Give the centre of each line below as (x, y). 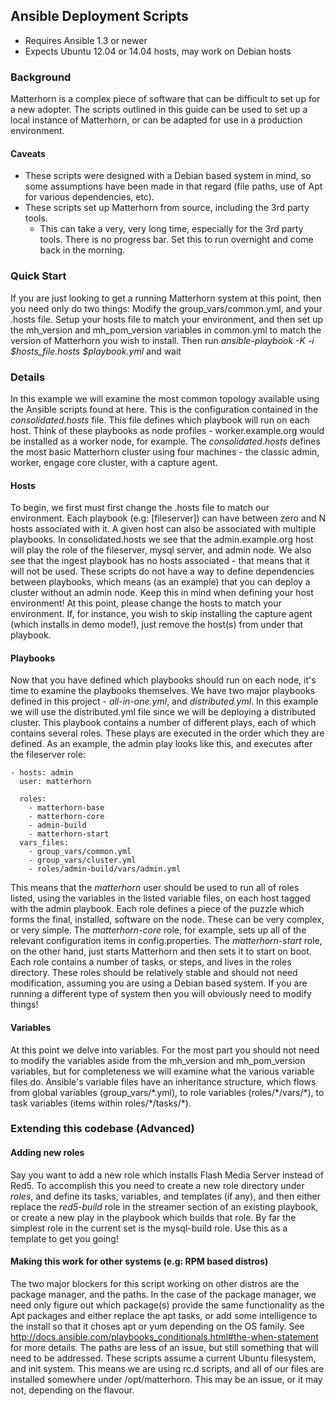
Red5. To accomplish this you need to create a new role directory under (157, 1185)
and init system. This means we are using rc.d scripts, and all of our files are (167, 1368)
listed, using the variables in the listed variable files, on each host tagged (160, 898)
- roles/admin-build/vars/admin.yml (105, 869)
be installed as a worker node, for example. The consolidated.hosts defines (165, 441)
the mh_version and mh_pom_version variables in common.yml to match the (166, 330)
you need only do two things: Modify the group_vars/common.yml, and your (166, 308)
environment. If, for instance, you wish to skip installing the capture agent (161, 614)
